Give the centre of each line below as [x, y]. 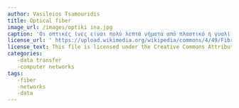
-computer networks [46, 67]
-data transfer [39, 60]
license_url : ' [30, 40]
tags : [15, 73]
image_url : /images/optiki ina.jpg [60, 27]
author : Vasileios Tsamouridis [54, 14]
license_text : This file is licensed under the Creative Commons [106, 47]
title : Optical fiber [39, 21]
